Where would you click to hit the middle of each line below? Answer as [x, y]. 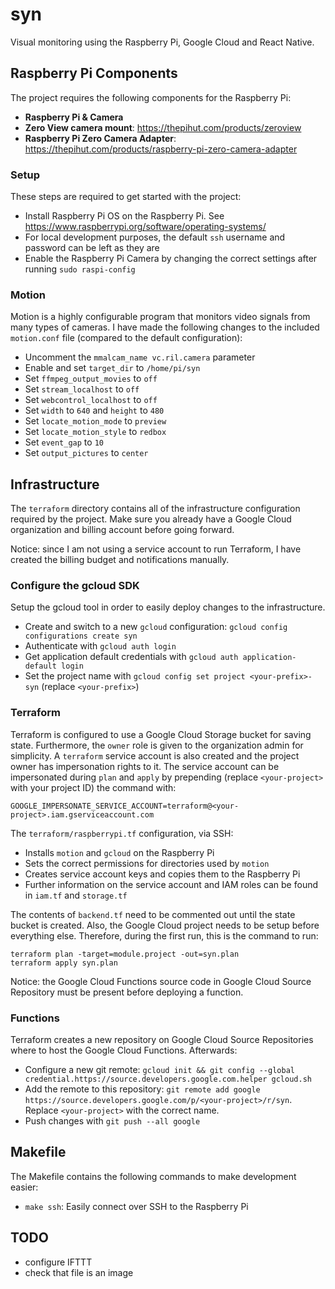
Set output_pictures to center [86, 453]
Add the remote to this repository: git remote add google [142, 1089]
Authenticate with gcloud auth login [100, 646]
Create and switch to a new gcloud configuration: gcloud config [156, 627]
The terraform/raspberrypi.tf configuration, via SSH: [122, 833]
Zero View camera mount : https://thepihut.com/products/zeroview [163, 127]
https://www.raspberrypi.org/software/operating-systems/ [145, 227]
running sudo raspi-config [80, 269]
